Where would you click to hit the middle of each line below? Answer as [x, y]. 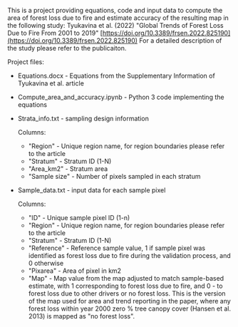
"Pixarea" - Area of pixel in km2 [75, 271]
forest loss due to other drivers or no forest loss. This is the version [127, 294]
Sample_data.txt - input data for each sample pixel [92, 190]
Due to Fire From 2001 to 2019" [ [55, 33]
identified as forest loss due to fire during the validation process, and [130, 255]
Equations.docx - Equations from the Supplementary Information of [116, 76]
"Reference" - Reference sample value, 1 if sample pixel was [117, 248]
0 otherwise [46, 263]
